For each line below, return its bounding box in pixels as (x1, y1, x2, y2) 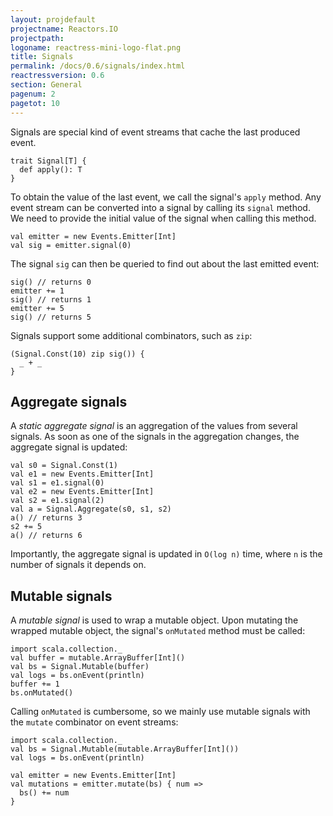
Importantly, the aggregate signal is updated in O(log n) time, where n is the (10, 548, 323, 560)
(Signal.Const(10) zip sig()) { (10, 349, 145, 359)
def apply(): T (19, 164, 83, 175)
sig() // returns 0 (10, 277, 92, 287)
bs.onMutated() (10, 688, 74, 698)
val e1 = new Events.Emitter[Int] (10, 469, 155, 480)
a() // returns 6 (10, 531, 83, 541)
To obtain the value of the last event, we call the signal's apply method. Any (10, 191, 322, 203)
